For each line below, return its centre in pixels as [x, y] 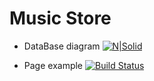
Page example [53, 65]
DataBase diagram [62, 46]
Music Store [60, 18]
